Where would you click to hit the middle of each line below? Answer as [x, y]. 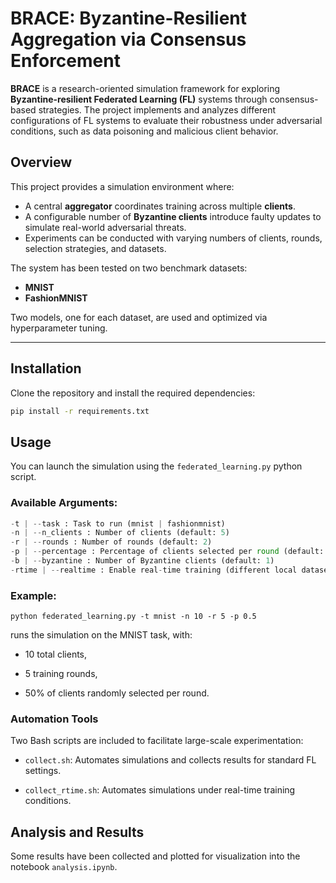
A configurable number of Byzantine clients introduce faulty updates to [173, 216]
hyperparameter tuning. [59, 328]
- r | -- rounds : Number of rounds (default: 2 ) [111, 542]
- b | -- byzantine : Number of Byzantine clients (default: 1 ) [142, 561]
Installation [46, 368]
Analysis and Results [77, 832]
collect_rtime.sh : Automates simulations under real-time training [160, 790]
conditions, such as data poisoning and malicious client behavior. [144, 131]
